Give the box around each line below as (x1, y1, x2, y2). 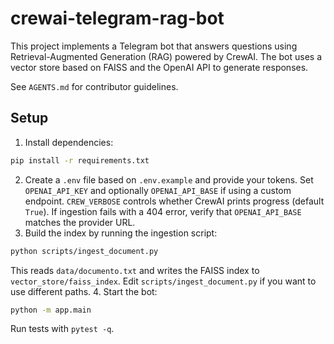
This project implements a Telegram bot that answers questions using (10, 40, 298, 52)
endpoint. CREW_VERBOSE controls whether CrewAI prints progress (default (24, 195, 325, 207)
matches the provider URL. (24, 216, 136, 228)
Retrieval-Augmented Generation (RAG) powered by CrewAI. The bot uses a (10, 50, 323, 62)
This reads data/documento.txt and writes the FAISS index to (10, 264, 260, 276)
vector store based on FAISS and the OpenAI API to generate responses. (10, 61, 309, 73)
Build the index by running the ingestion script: (24, 227, 218, 239)
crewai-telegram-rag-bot (10, 7, 225, 30)
